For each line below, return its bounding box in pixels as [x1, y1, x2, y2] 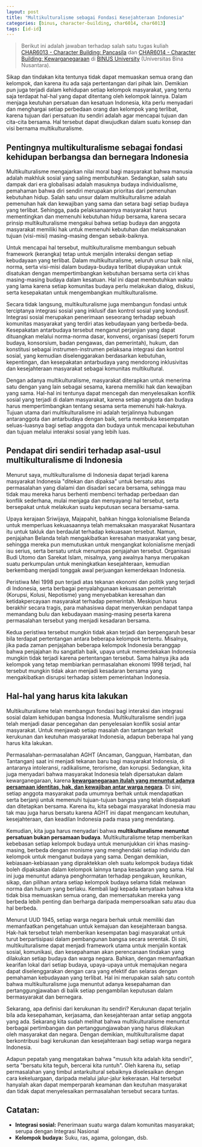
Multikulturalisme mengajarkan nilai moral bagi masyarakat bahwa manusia [6, 168, 193, 176]
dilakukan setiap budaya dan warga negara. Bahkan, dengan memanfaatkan [6, 955, 195, 962]
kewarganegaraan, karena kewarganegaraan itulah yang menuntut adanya [6, 777, 195, 784]
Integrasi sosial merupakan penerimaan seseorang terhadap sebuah [6, 314, 176, 321]
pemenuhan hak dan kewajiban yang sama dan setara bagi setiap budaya [6, 200, 189, 208]
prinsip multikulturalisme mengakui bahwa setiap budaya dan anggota [6, 219, 181, 227]
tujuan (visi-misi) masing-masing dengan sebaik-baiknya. [6, 232, 149, 240]
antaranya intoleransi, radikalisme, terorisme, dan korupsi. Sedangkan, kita [6, 764, 192, 771]
